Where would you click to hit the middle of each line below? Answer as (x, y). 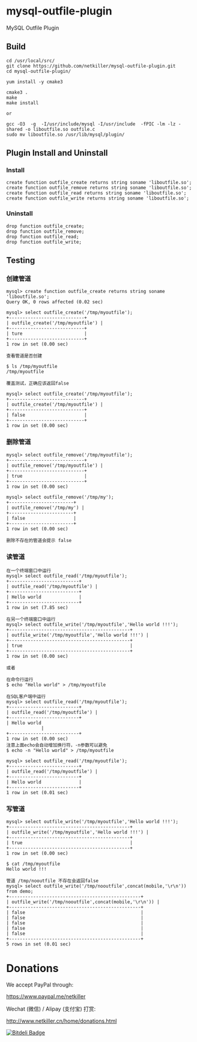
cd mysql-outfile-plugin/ (38, 71)
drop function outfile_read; (43, 236)
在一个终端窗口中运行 (29, 571)
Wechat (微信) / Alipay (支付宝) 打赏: (51, 1009)
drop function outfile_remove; (45, 231)
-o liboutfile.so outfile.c (60, 129)
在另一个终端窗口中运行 (31, 619)
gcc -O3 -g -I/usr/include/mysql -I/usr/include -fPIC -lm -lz (91, 124)
